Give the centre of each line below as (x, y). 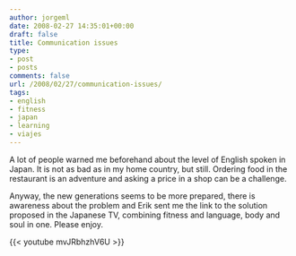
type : (19, 51)
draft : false (34, 34)
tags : (19, 92)
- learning (30, 126)
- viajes (26, 134)
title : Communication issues (64, 43)
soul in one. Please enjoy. (57, 224)
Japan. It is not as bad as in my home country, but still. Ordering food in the (148, 169)
